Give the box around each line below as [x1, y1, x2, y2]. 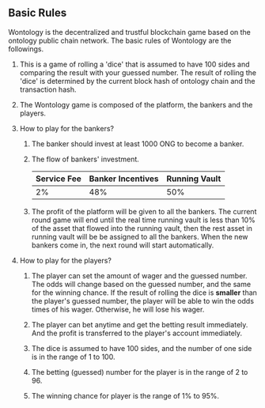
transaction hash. [19, 85, 77, 94]
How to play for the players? [19, 255, 112, 265]
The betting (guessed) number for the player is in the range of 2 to [31, 367, 248, 376]
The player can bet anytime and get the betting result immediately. [31, 319, 248, 329]
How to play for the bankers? [19, 123, 115, 133]
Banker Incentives [89, 173, 159, 184]
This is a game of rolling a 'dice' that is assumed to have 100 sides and [19, 59, 250, 69]
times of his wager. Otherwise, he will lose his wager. [31, 304, 205, 314]
